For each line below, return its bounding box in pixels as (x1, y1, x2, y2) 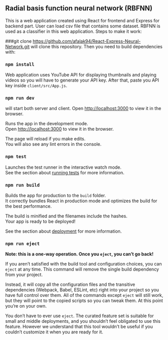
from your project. (5, 272, 43, 278)
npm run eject (5, 241, 40, 246)
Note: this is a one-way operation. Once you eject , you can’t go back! (5, 251, 154, 257)
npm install (5, 61, 35, 67)
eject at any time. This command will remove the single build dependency (5, 266, 159, 273)
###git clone (5, 38, 32, 44)
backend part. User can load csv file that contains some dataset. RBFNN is (5, 23, 160, 29)
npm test (5, 154, 27, 160)
